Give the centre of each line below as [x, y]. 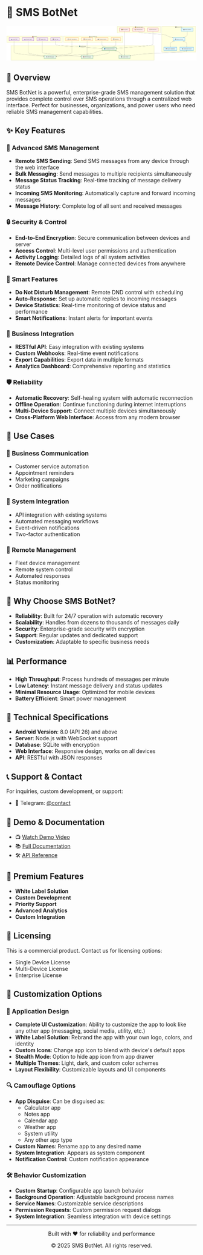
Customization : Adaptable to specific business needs [82, 641]
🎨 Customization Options [54, 994]
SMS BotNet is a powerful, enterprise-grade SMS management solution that [101, 92]
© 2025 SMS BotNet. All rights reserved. [101, 1245]
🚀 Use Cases [31, 436]
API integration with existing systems [61, 515]
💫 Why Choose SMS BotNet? [61, 601]
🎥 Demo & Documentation [56, 822]
